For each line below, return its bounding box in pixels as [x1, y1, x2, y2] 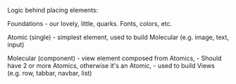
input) [7, 41, 25, 48]
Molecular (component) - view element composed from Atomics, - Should [7, 54, 222, 62]
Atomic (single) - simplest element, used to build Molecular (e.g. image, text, [7, 33, 229, 41]
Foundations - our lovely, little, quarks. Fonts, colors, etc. [7, 20, 173, 27]
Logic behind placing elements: [7, 6, 99, 14]
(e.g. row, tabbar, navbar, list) [7, 69, 92, 77]
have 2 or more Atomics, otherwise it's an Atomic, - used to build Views [7, 62, 215, 69]
